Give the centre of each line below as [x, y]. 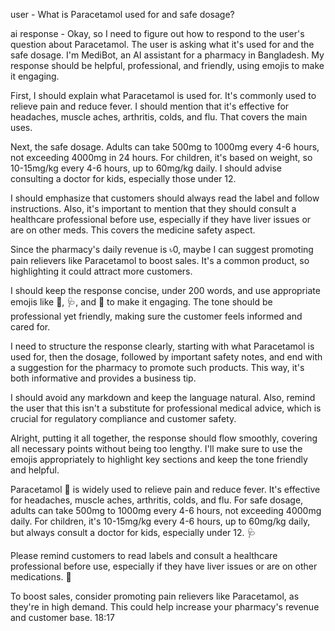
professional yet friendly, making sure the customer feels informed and [156, 316]
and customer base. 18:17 [62, 617]
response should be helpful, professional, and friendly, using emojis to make [167, 65]
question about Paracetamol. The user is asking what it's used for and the [162, 44]
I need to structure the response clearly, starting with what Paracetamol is [162, 346]
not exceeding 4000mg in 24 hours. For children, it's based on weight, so [161, 157]
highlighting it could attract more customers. [101, 271]
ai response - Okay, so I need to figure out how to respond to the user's [157, 33]
